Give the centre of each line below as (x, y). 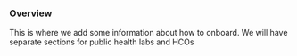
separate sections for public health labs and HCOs (102, 42)
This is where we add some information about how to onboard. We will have (148, 33)
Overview (31, 13)
